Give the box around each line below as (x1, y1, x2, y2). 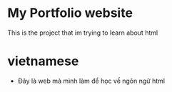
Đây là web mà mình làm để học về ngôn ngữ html (17, 76, 166, 85)
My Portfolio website (7, 5, 133, 21)
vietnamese (7, 53, 79, 69)
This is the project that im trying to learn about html (7, 28, 158, 37)
